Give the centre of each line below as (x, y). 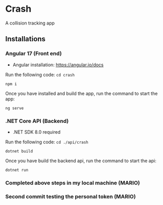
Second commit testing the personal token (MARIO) (71, 196)
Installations (26, 39)
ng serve (15, 108)
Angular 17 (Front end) (34, 54)
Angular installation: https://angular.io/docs (58, 65)
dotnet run (17, 170)
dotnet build (19, 151)
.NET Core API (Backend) (37, 121)
